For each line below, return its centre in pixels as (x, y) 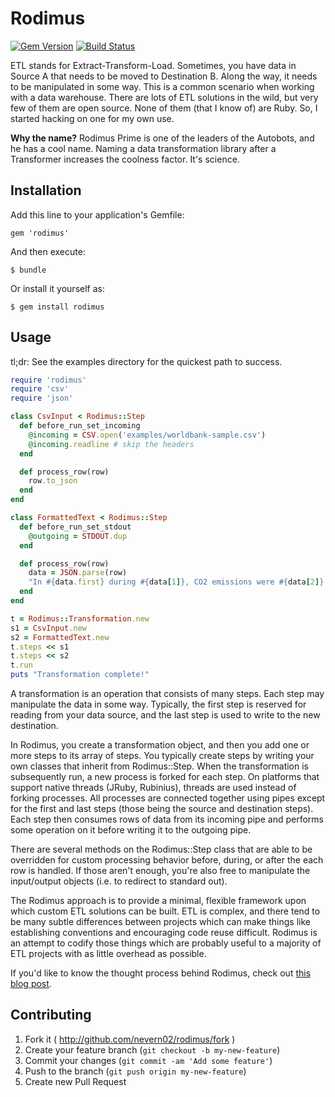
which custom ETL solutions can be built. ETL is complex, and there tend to (165, 911)
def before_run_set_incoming (80, 426)
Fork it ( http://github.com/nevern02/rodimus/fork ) (130, 1039)
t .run (21, 665)
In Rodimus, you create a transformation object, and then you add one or (160, 745)
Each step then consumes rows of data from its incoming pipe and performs (167, 819)
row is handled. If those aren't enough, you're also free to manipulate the (160, 871)
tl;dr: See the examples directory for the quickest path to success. (146, 361)
